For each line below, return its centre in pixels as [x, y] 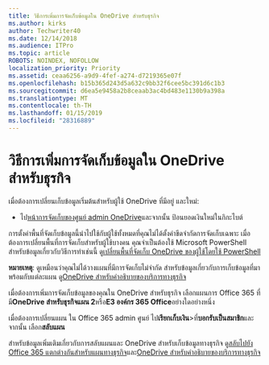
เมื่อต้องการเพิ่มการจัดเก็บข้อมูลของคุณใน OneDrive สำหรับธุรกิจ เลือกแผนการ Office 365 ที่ [134, 292]
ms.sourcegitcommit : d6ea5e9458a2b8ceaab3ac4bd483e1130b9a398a [117, 91]
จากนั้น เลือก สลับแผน [37, 326]
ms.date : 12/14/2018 [43, 38]
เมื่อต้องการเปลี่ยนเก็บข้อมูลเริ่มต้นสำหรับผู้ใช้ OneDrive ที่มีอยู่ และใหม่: [104, 201]
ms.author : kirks [37, 23]
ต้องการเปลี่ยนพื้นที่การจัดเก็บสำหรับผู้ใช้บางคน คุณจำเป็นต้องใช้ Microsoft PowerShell [128, 242]
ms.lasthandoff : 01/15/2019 [56, 114]
